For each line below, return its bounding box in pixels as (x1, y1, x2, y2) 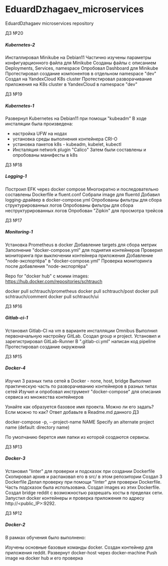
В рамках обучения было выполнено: (5, 534, 86, 540)
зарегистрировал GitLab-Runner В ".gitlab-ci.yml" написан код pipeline (5, 338, 156, 344)
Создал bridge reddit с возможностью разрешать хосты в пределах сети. (5, 489, 163, 496)
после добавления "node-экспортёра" (5, 263, 88, 269)
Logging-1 (5, 173, 27, 179)
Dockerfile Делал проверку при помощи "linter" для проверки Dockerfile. (5, 479, 162, 485)
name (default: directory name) (5, 424, 70, 430)
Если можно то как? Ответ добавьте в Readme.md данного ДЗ (5, 409, 139, 415)
